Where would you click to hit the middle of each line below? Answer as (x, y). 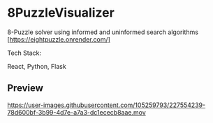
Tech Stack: (24, 53)
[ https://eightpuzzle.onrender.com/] (59, 39)
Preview (25, 88)
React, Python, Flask (37, 66)
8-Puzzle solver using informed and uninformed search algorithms (103, 32)
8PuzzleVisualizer (61, 13)
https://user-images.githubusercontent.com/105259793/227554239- (106, 105)
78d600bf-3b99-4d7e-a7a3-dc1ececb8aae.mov (77, 112)
